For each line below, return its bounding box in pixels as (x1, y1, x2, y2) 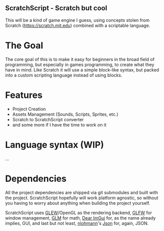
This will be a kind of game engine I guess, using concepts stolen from (5, 17, 150, 23)
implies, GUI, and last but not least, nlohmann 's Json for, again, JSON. (5, 220, 149, 226)
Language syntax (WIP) (5, 139, 104, 151)
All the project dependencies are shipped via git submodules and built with (5, 189, 158, 195)
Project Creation (12, 106, 46, 112)
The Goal (5, 40, 43, 51)
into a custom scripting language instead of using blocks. (5, 72, 123, 78)
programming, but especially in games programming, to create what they (5, 62, 155, 68)
